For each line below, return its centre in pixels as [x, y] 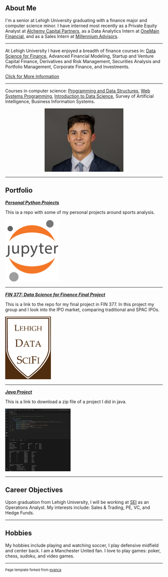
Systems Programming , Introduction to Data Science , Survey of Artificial [79, 96]
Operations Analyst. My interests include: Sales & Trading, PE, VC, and [78, 507]
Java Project [19, 392]
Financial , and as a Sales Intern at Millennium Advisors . [62, 36]
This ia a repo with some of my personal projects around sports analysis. [80, 212]
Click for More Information [32, 76]
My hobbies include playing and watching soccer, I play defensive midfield [82, 545]
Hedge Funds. [20, 512]
